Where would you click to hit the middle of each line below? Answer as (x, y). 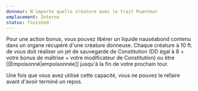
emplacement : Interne (33, 17)
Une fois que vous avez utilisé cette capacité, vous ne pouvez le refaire (93, 75)
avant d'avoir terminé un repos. (44, 82)
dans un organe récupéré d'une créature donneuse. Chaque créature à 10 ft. (99, 45)
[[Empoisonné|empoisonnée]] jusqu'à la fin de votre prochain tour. (87, 64)
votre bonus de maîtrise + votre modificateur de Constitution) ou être (90, 58)
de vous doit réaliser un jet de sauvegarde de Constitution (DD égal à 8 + (95, 52)
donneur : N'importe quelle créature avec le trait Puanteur (82, 11)
